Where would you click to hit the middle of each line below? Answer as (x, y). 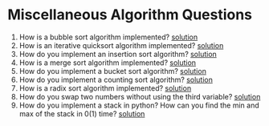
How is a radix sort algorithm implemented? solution (105, 88)
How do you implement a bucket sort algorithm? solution (112, 71)
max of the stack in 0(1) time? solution (82, 113)
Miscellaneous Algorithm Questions (130, 15)
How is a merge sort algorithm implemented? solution (108, 63)
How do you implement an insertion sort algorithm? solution (118, 54)
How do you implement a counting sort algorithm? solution (116, 79)
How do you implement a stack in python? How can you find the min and (139, 105)
